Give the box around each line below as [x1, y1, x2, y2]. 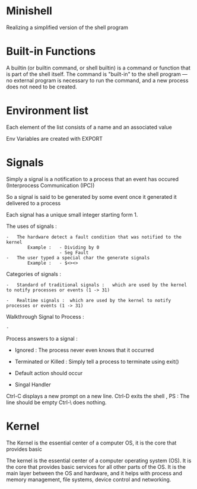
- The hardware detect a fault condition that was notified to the [6, 234, 182, 240]
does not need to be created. [6, 83, 77, 90]
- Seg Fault [59, 249, 89, 256]
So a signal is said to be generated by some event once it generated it [6, 193, 177, 200]
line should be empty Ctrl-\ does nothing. [6, 399, 107, 406]
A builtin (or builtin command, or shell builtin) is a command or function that [6, 64, 191, 71]
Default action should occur [14, 369, 83, 376]
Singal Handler [14, 381, 52, 388]
